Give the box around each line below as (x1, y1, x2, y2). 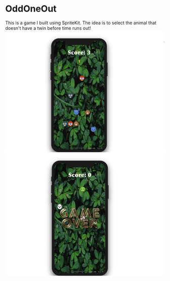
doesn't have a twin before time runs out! (5, 25, 91, 31)
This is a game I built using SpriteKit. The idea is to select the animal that (5, 20, 157, 26)
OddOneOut (5, 3, 57, 15)
